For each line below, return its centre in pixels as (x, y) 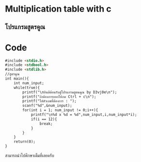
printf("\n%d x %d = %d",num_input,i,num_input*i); (84, 115)
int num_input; (29, 83)
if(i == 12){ (44, 119)
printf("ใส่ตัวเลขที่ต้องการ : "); (49, 101)
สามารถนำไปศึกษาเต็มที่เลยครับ (30, 156)
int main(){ (17, 79)
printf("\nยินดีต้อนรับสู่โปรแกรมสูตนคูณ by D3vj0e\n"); (70, 92)
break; (46, 124)
